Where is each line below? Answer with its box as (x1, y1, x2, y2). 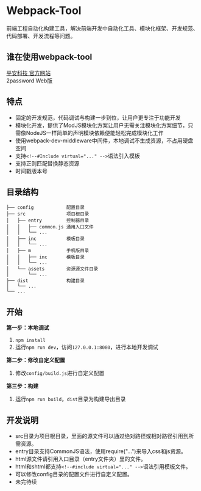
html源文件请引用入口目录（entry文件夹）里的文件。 (15, 456, 146, 462)
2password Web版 (6, 77, 53, 84)
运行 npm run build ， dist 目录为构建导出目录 (15, 395, 126, 403)
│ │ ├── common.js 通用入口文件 (6, 224, 94, 230)
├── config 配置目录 (6, 205, 85, 211)
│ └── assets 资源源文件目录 (6, 266, 99, 272)
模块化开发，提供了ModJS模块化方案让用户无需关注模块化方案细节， (15, 122, 188, 129)
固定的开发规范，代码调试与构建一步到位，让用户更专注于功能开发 (15, 114, 181, 121)
